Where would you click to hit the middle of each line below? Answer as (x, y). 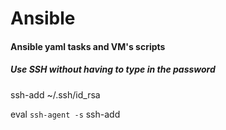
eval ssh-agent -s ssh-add (65, 114)
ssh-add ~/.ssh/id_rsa (55, 94)
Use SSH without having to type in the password (113, 69)
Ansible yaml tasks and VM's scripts (88, 46)
